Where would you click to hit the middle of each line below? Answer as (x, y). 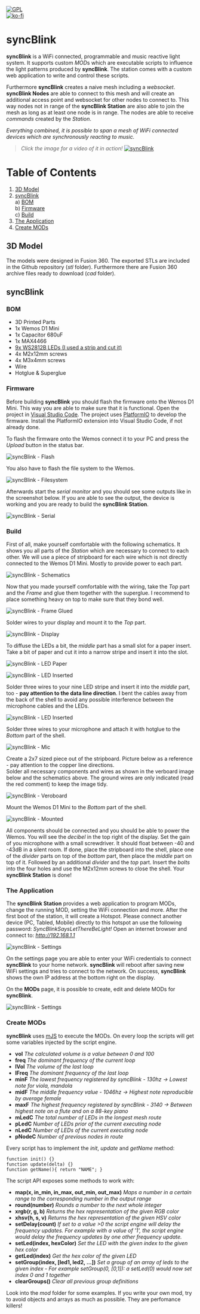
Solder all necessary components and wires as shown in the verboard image (100, 771)
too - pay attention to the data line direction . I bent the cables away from (97, 693)
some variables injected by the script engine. (61, 1042)
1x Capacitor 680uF (39, 335)
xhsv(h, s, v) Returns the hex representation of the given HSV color (98, 1218)
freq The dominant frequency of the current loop (75, 1060)
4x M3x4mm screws (40, 360)
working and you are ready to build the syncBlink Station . (78, 504)
